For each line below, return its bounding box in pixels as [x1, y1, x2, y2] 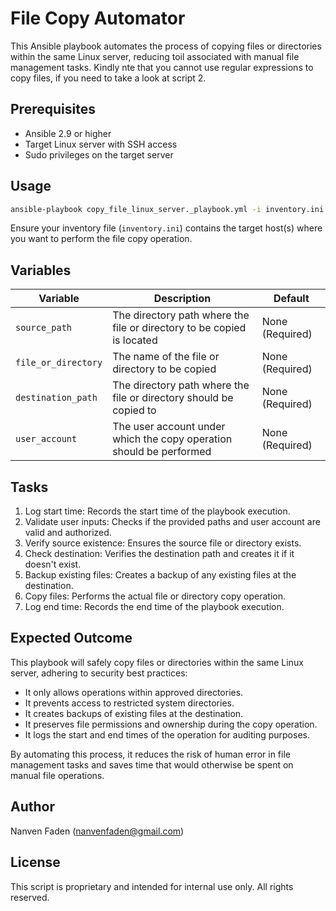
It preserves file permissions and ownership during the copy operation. [24, 718, 318, 730]
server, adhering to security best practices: [10, 667, 188, 679]
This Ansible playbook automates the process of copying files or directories [10, 40, 322, 52]
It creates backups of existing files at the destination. [24, 707, 244, 719]
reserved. [10, 891, 50, 903]
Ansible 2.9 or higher [24, 127, 112, 139]
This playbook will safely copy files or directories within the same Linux [10, 656, 304, 668]
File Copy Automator [10, 7, 186, 30]
